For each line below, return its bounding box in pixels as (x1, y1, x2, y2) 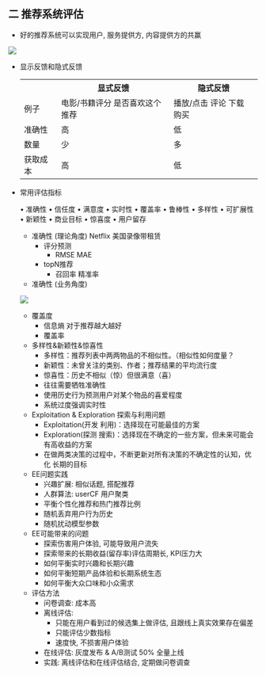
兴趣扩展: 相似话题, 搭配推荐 (43, 479, 135, 489)
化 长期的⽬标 (43, 459, 88, 469)
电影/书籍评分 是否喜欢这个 (60, 97, 161, 109)
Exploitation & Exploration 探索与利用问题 (31, 410, 166, 419)
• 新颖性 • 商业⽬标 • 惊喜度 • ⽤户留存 (19, 214, 146, 223)
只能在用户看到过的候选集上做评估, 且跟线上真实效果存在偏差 (55, 617, 254, 627)
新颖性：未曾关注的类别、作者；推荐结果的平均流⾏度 (43, 360, 218, 370)
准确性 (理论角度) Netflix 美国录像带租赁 (31, 231, 161, 240)
